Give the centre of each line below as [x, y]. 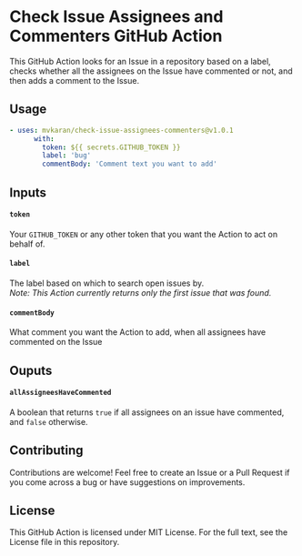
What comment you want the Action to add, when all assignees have [138, 332]
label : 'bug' [67, 156]
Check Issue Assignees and [116, 17]
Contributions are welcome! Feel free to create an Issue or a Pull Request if [150, 472]
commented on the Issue [56, 342]
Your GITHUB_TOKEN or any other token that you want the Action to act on [144, 234]
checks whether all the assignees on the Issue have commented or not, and [151, 71]
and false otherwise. [49, 421]
